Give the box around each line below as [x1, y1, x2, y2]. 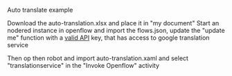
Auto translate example [7, 6, 73, 14]
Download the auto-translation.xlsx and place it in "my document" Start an [7, 19, 220, 27]
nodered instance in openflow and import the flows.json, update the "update [7, 27, 225, 34]
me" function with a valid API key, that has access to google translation [7, 34, 210, 42]
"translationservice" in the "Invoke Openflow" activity [7, 62, 160, 69]
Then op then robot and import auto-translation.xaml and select [7, 54, 189, 62]
